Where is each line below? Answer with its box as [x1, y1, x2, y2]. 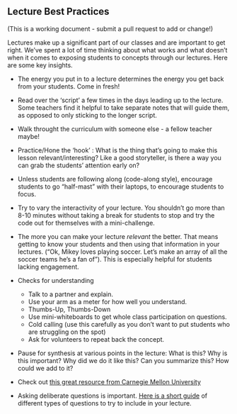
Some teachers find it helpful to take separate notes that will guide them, [17, 103, 230, 112]
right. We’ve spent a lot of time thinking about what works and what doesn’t [7, 45, 228, 54]
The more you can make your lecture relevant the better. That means [17, 232, 219, 240]
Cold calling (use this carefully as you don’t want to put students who [28, 320, 230, 328]
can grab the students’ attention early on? [17, 161, 140, 169]
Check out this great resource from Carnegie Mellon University [17, 377, 202, 386]
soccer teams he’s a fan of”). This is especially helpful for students [17, 254, 212, 263]
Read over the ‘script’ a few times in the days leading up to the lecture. [17, 96, 224, 104]
